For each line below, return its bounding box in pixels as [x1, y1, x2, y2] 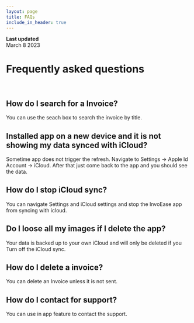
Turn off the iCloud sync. [6, 245, 66, 252]
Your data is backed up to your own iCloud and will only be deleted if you [6, 239, 182, 246]
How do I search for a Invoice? [6, 98, 118, 108]
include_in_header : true [6, 19, 67, 25]
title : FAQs [6, 14, 35, 20]
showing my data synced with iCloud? [6, 140, 148, 150]
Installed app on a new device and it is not [6, 131, 162, 141]
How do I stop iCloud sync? [6, 185, 108, 195]
